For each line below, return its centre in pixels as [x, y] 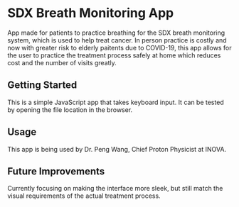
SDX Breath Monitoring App [91, 13]
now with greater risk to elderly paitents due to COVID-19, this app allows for [119, 47]
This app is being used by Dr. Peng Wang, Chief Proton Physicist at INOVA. [117, 149]
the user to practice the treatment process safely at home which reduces [114, 55]
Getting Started [42, 85]
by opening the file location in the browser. [70, 110]
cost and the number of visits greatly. [62, 62]
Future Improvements [56, 171]
